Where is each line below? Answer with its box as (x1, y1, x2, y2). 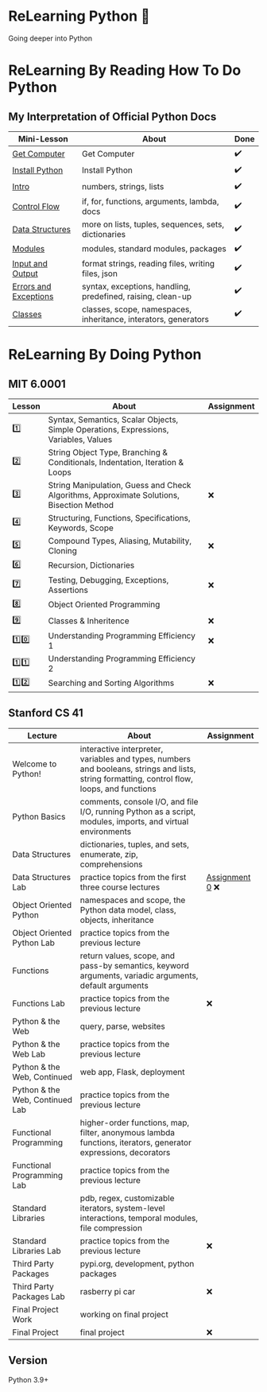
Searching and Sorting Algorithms (48, 677, 175, 688)
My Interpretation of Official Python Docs (8, 110, 217, 123)
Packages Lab (12, 1291, 65, 1302)
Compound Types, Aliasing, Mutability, (48, 535, 192, 546)
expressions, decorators (79, 1146, 171, 1157)
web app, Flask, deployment (79, 1066, 185, 1077)
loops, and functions (79, 783, 157, 794)
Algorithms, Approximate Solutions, (48, 489, 180, 500)
